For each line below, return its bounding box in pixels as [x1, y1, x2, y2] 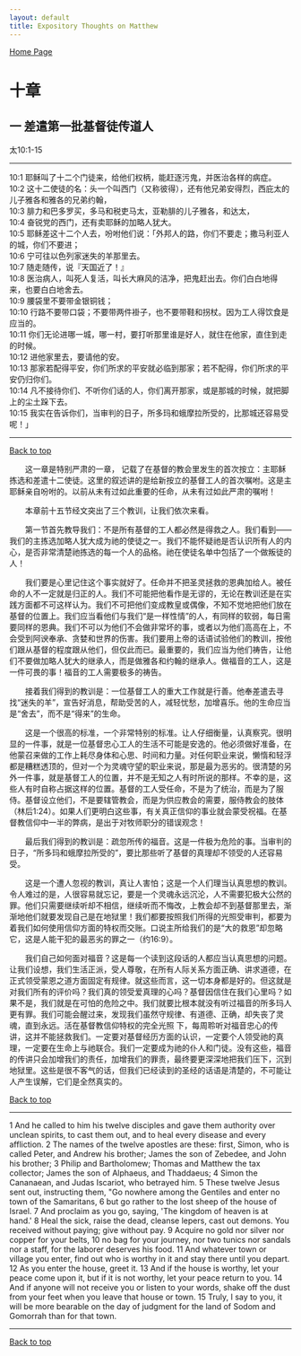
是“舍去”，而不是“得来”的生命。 [9, 708, 125, 719]
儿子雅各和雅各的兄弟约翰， [9, 194, 112, 205]
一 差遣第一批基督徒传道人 [9, 118, 154, 135]
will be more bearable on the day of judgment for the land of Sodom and [9, 1300, 276, 1311]
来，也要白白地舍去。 [9, 284, 88, 294]
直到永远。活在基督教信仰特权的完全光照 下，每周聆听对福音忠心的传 [24, 1019, 279, 1030]
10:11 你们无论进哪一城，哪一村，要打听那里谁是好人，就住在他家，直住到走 [9, 328, 288, 339]
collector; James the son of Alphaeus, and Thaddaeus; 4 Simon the [9, 1168, 258, 1178]
